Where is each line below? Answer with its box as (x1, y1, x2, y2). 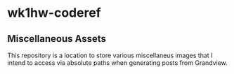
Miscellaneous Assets (7, 33, 107, 45)
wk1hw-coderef (7, 5, 101, 21)
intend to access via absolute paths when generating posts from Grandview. (7, 59, 228, 67)
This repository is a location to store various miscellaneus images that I (7, 51, 213, 59)
